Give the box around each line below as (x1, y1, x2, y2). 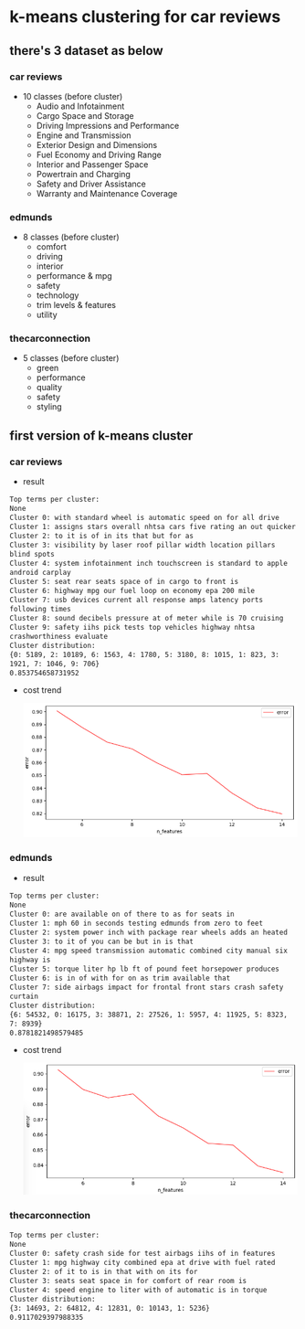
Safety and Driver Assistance (36, 178, 146, 189)
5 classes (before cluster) (22, 353, 120, 364)
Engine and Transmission (36, 130, 131, 141)
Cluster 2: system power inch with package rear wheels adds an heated (9, 928, 288, 937)
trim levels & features (36, 300, 117, 311)
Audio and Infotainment (36, 101, 125, 112)
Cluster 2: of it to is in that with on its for (9, 1268, 198, 1277)
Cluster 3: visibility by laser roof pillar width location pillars (9, 541, 276, 550)
